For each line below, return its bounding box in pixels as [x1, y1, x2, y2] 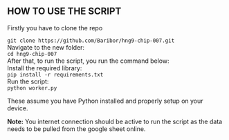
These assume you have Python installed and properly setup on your [7, 97, 203, 105]
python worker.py [7, 84, 57, 92]
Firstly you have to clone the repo [7, 23, 103, 32]
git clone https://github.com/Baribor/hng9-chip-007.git [7, 37, 175, 44]
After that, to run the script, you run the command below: [7, 57, 170, 65]
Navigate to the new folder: [7, 43, 85, 51]
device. [7, 103, 28, 112]
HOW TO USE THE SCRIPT [7, 6, 122, 17]
